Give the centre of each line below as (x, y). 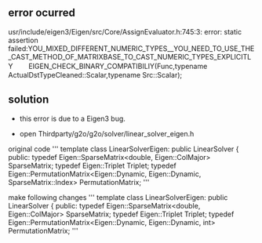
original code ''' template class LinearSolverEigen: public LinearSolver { (124, 149)
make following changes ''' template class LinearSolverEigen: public (118, 197)
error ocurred (42, 13)
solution (29, 100)
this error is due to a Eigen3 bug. (72, 118)
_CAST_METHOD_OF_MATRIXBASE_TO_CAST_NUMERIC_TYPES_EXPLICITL (130, 56)
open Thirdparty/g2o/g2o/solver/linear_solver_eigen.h (107, 133)
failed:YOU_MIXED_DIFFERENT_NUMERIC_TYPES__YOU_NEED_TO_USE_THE (131, 48)
